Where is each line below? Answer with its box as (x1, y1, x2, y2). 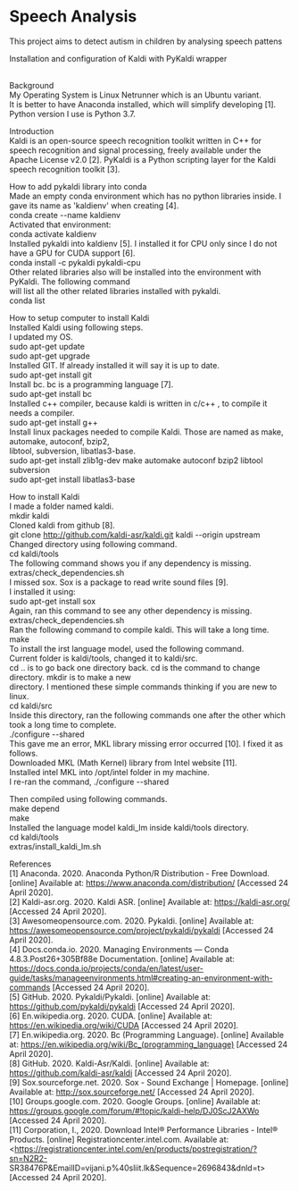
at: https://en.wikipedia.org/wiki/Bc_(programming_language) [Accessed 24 (9, 1039, 288, 1050)
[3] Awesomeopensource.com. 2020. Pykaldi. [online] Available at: (9, 915, 254, 926)
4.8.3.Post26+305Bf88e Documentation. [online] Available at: (9, 953, 235, 964)
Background (9, 80, 54, 90)
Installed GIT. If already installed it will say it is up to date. (9, 359, 220, 370)
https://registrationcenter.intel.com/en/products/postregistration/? (14, 1143, 257, 1154)
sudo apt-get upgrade (9, 351, 91, 361)
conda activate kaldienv (9, 228, 97, 239)
